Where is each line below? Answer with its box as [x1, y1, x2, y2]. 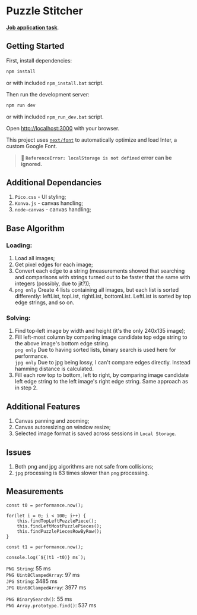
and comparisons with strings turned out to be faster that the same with [14, 274, 190, 280]
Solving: [6, 314, 31, 322]
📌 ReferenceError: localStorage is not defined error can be [20, 154, 172, 161]
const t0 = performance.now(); [6, 502, 84, 508]
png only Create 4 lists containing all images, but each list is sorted [14, 286, 179, 293]
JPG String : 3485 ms [6, 577, 58, 585]
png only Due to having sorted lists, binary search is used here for [14, 346, 176, 354]
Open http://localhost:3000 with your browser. [6, 124, 120, 132]
